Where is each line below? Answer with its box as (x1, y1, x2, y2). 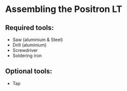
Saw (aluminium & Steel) (12, 36, 63, 42)
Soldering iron (12, 52, 42, 58)
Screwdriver (12, 47, 38, 53)
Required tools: (5, 23, 54, 32)
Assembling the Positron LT (5, 3, 122, 15)
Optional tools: (5, 67, 53, 75)
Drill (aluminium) (12, 42, 47, 48)
